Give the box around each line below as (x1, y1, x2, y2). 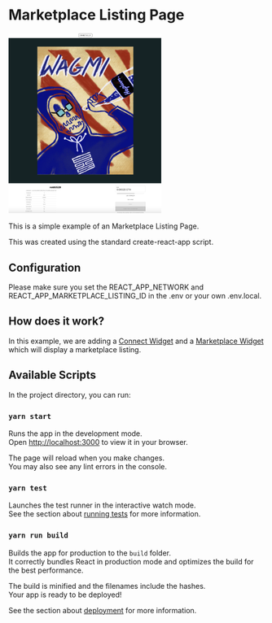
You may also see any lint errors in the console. (8, 461, 167, 471)
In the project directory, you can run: (8, 390, 131, 399)
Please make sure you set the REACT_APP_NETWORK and (8, 282, 204, 292)
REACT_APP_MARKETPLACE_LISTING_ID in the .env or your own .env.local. (8, 291, 262, 301)
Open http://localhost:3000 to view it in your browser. (8, 437, 189, 447)
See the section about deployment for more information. (8, 605, 197, 615)
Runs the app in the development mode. (8, 429, 143, 438)
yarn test (8, 483, 47, 493)
